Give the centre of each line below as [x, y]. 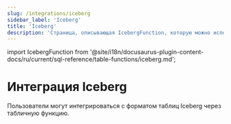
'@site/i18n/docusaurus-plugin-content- [147, 52]
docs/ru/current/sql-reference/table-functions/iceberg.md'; [92, 60]
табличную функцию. [38, 113]
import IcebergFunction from [48, 52]
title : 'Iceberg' [32, 26]
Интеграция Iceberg [67, 87]
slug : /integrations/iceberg [49, 13]
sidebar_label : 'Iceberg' [44, 20]
